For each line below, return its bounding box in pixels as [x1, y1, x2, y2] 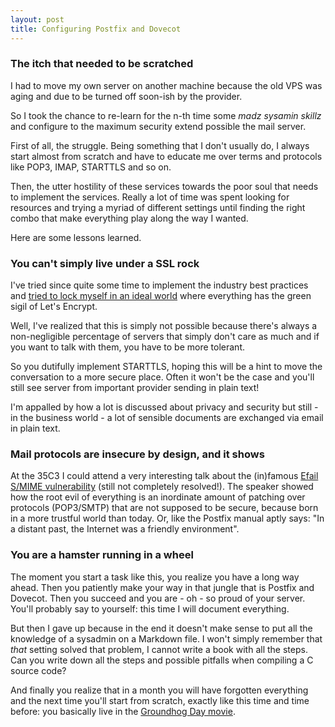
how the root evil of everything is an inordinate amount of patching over [10, 491, 306, 503]
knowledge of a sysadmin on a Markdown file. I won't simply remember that [10, 632, 323, 645]
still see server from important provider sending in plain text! [10, 382, 260, 394]
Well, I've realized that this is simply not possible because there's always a [10, 320, 318, 332]
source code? [10, 664, 67, 676]
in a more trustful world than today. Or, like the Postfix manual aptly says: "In [10, 512, 325, 525]
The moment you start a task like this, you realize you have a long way [10, 571, 300, 583]
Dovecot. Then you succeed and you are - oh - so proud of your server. [10, 592, 306, 604]
